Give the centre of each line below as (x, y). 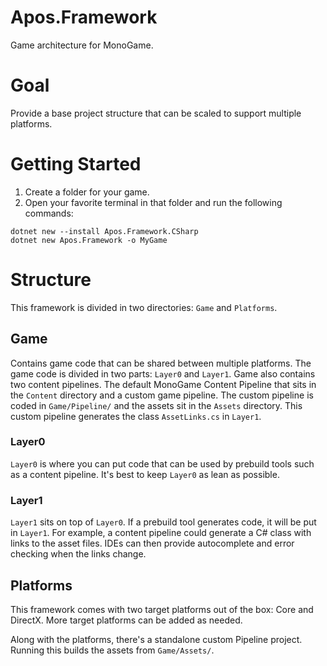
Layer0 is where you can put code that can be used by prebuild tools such (162, 463)
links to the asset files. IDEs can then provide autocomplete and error (152, 543)
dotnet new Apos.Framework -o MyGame (89, 240)
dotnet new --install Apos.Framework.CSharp (104, 231)
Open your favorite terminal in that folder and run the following (153, 202)
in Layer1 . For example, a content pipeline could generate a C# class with (161, 533)
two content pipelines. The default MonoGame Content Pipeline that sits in (163, 384)
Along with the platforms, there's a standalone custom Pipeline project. (156, 639)
